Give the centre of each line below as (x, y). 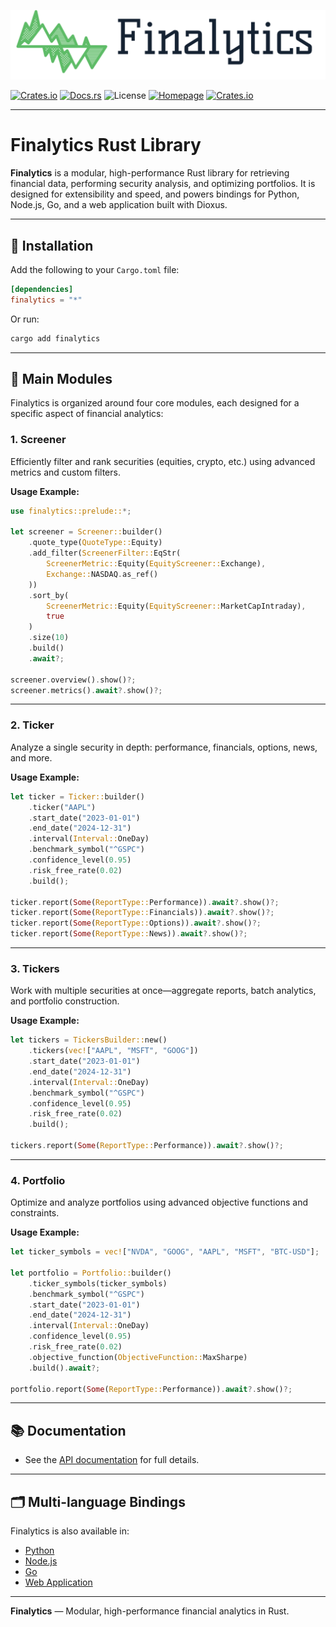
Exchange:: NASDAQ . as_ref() (102, 574)
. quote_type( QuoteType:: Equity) (95, 543)
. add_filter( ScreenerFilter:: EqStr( (105, 553)
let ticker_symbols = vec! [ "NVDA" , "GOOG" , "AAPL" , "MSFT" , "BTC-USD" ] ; (165, 1252)
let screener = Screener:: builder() (86, 532)
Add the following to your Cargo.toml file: (95, 269)
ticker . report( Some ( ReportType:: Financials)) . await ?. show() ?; (142, 913)
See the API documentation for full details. (112, 1460)
